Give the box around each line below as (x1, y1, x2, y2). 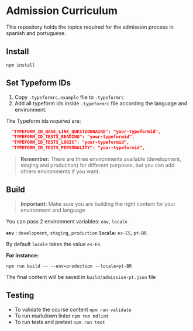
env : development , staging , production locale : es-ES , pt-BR (6, 229, 147, 236)
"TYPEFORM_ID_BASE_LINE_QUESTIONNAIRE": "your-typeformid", (11, 129, 161, 135)
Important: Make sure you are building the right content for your (20, 200, 176, 207)
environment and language (20, 206, 85, 213)
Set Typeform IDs (6, 78, 71, 88)
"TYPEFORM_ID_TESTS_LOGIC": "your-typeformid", (11, 139, 130, 146)
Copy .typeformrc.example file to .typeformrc (14, 94, 125, 101)
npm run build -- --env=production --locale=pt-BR (6, 263, 132, 269)
